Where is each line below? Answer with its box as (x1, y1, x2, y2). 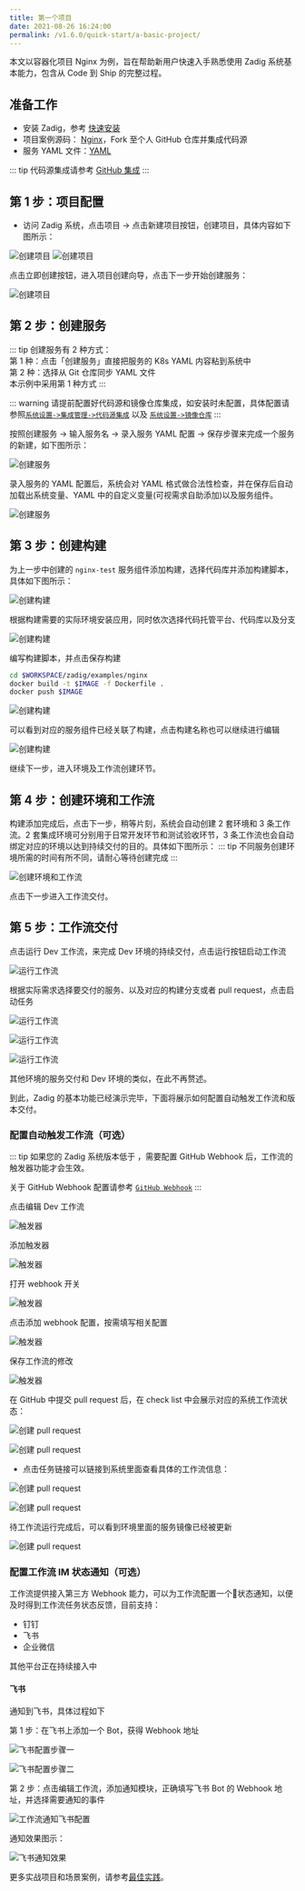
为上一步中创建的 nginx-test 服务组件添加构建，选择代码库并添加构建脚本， (9, 564, 293, 575)
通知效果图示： (9, 1833, 65, 1844)
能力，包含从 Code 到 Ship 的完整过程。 (16, 67, 167, 78)
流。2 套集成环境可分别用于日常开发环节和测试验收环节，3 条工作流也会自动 (9, 829, 295, 841)
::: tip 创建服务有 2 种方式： (9, 344, 112, 355)
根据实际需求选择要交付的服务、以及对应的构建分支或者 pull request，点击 (9, 984, 287, 996)
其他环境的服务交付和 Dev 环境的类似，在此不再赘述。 (9, 1073, 212, 1084)
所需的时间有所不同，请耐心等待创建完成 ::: (16, 852, 179, 864)
